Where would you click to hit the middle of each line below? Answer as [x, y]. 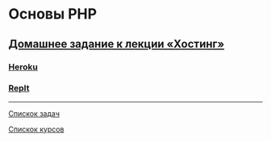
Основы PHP [53, 14]
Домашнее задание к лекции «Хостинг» [117, 44]
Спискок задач [34, 113]
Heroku [23, 67]
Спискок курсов [36, 129]
